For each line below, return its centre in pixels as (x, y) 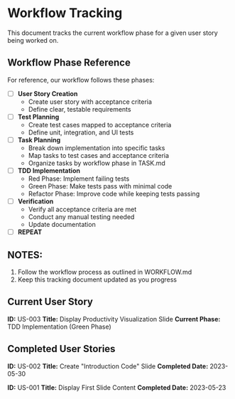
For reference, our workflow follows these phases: (81, 80)
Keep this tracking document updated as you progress (97, 280)
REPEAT (30, 232)
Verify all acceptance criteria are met (82, 209)
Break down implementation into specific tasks (97, 148)
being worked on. (33, 40)
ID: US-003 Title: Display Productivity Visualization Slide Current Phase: (114, 319)
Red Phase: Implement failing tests (79, 179)
